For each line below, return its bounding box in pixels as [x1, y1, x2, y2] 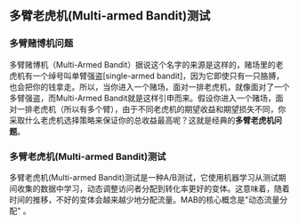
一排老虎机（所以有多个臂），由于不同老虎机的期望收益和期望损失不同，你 [16, 103, 287, 114]
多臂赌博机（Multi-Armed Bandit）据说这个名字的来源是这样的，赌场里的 [9, 59, 276, 69]
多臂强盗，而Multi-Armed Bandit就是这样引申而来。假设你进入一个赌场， [9, 92, 276, 103]
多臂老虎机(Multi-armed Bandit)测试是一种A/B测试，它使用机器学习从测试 [9, 172, 279, 182]
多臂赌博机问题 [9, 37, 74, 50]
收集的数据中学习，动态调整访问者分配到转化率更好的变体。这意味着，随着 [16, 183, 290, 194]
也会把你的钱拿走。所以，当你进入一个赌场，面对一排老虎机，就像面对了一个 [9, 81, 290, 92]
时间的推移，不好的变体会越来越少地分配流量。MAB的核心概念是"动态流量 [9, 194, 280, 204]
